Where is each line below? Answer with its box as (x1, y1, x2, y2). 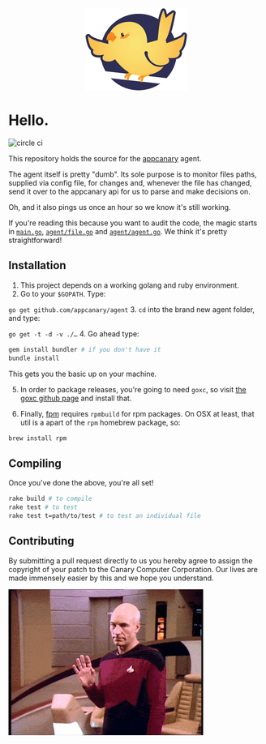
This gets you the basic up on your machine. (8, 369, 157, 378)
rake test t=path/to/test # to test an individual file (8, 511, 201, 520)
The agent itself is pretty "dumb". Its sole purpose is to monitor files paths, (8, 169, 257, 179)
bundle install (8, 354, 60, 362)
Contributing (8, 534, 75, 548)
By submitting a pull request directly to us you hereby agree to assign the (8, 555, 253, 566)
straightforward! (8, 235, 62, 245)
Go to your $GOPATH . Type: (19, 289, 106, 298)
